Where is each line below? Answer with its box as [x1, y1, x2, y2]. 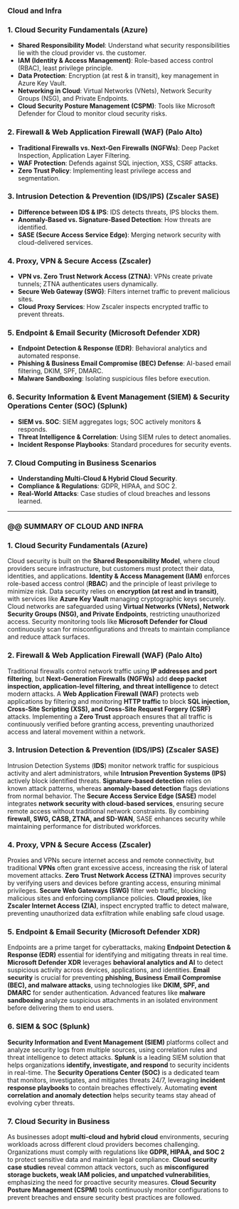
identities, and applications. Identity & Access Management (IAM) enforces [7, 572, 230, 580]
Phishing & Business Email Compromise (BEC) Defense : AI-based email [17, 359, 231, 368]
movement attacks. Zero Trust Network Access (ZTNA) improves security [7, 871, 226, 880]
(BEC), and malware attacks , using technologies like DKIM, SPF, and [7, 981, 210, 990]
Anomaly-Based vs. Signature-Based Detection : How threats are [17, 215, 211, 223]
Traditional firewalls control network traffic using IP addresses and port [7, 667, 218, 675]
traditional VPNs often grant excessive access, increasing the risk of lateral [7, 864, 228, 872]
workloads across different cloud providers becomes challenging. [7, 1140, 200, 1148]
